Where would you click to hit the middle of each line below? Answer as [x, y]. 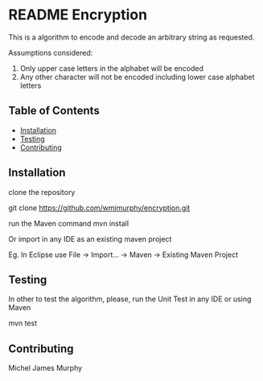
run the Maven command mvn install [69, 223]
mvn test [23, 323]
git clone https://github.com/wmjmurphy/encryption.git [99, 208]
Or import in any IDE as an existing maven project [90, 238]
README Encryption [78, 15]
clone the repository [42, 192]
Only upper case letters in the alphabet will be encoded [111, 68]
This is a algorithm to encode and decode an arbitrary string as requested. [131, 37]
